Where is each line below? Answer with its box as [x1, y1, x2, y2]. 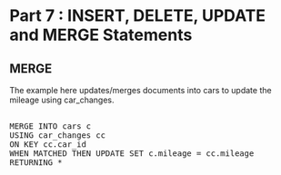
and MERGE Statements [9, 24, 193, 45]
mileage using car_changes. [9, 94, 115, 105]
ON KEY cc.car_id [9, 140, 86, 150]
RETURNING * [9, 158, 63, 168]
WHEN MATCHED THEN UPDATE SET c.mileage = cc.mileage [9, 149, 255, 159]
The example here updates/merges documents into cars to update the [9, 85, 272, 95]
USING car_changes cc [9, 131, 106, 141]
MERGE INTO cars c [9, 122, 92, 131]
